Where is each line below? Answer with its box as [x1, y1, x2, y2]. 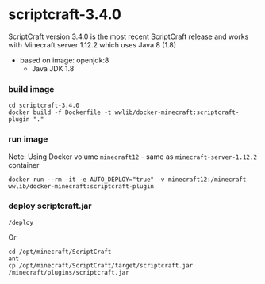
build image [8, 83, 55, 94]
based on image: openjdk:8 [19, 55, 109, 65]
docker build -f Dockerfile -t [8, 108, 112, 116]
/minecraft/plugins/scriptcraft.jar [8, 268, 129, 276]
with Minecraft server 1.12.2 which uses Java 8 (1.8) [8, 40, 177, 49]
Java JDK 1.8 [31, 63, 75, 73]
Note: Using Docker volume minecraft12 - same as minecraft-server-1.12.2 [8, 152, 258, 161]
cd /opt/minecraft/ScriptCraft [8, 248, 112, 256]
